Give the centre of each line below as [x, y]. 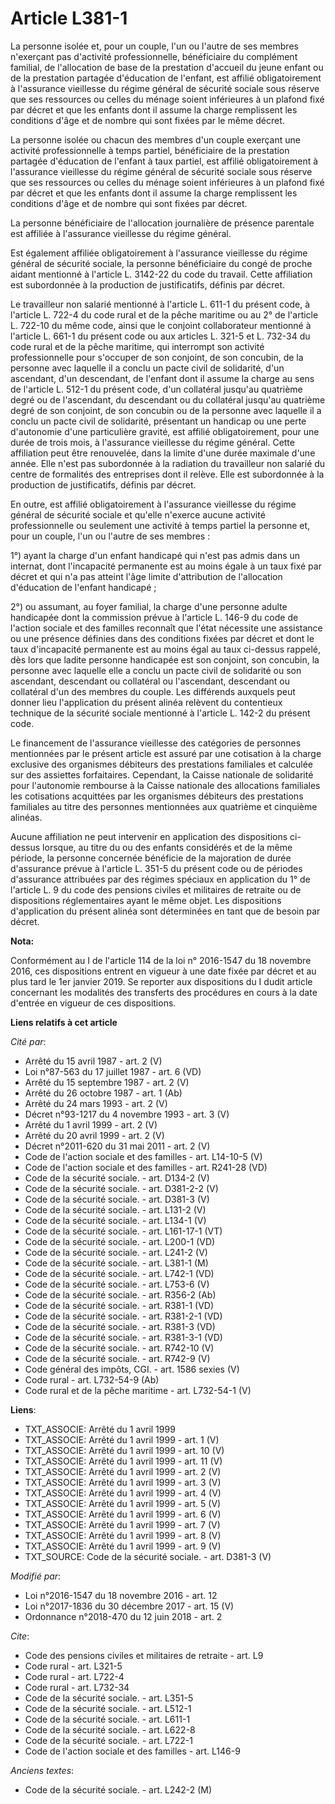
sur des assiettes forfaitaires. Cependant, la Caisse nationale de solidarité [162, 774]
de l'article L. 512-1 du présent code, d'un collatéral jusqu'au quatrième [156, 389]
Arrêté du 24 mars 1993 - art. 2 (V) [96, 1103]
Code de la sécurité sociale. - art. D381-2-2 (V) [121, 1188]
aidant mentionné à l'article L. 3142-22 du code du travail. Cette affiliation [161, 274]
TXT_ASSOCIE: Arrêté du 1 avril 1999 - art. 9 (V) [123, 1546]
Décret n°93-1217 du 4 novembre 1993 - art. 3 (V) [127, 1114]
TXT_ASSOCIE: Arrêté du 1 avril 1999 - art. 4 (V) [123, 1493]
